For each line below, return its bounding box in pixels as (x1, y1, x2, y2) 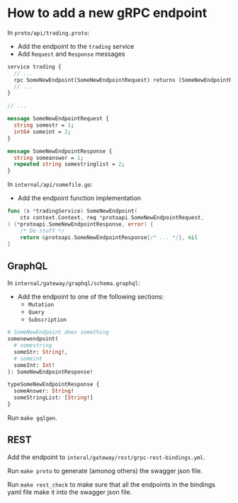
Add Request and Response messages (17, 50, 125, 58)
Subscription (28, 316, 67, 323)
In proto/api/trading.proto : (7, 28, 90, 37)
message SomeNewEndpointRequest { (7, 115, 110, 122)
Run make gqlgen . (7, 413, 58, 422)
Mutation (28, 301, 55, 308)
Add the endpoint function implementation (17, 194, 142, 202)
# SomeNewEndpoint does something (7, 329, 110, 336)
